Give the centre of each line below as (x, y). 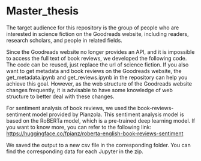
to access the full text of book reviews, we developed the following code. (97, 58)
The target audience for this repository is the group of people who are (93, 28)
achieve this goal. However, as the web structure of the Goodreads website (99, 83)
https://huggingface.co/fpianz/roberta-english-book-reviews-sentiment (95, 133)
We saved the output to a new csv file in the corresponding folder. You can (98, 145)
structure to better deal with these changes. (61, 96)
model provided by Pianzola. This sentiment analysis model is (108, 114)
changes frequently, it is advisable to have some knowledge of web (89, 90)
